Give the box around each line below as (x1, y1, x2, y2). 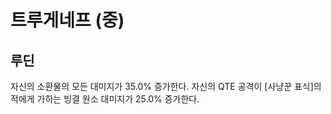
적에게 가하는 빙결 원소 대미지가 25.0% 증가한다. (10, 93, 200, 105)
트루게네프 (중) (10, 9, 125, 32)
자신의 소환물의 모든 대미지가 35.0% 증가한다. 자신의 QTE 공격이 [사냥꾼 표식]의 (10, 81, 322, 92)
